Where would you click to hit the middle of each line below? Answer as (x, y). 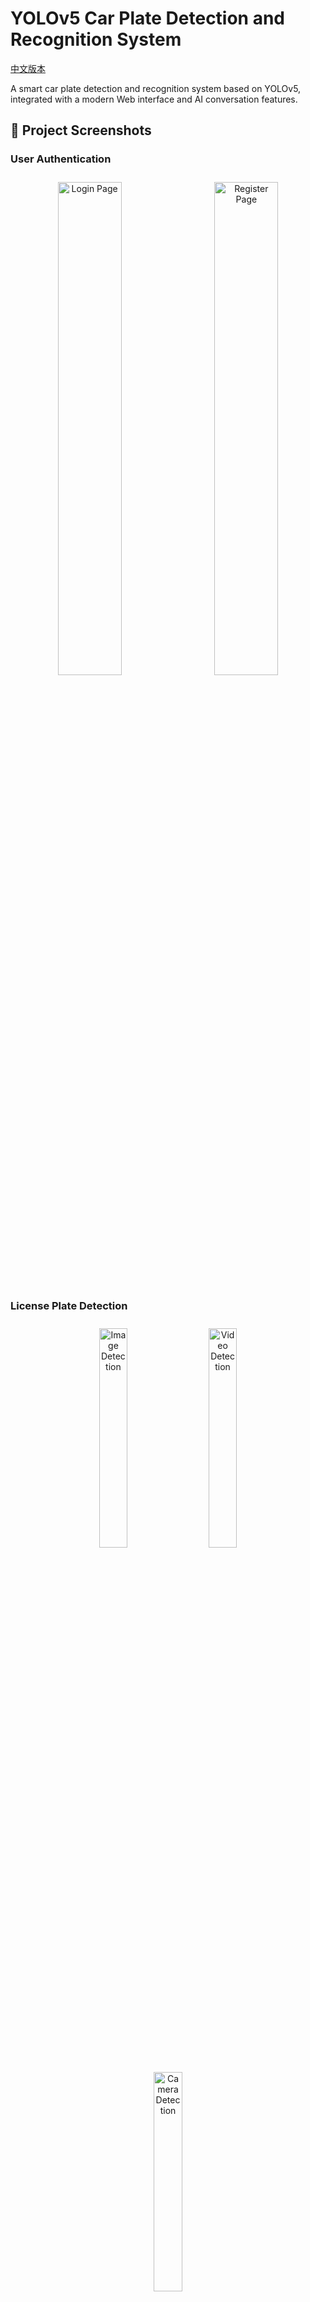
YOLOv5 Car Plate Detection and (148, 18)
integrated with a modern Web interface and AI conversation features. (154, 99)
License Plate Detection (69, 1305)
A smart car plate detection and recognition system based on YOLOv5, (156, 88)
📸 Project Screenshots (81, 130)
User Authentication (61, 159)
